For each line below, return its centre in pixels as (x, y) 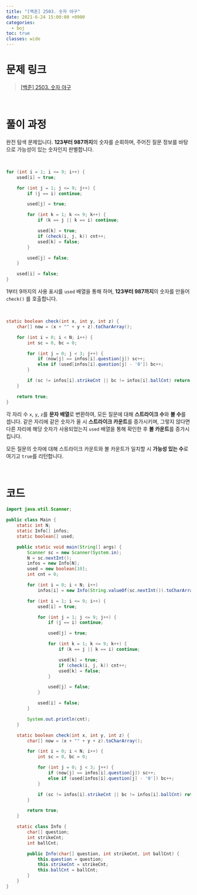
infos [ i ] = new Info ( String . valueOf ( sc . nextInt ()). (102, 590)
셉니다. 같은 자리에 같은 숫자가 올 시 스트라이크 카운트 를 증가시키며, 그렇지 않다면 (98, 421)
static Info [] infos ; (43, 531)
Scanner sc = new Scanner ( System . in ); (74, 553)
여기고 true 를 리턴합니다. (35, 456)
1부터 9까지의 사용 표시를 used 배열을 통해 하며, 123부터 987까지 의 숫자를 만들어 (98, 291)
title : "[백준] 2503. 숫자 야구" (43, 11)
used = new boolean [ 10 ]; (57, 569)
